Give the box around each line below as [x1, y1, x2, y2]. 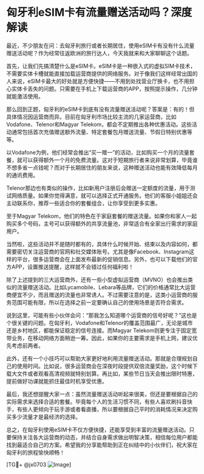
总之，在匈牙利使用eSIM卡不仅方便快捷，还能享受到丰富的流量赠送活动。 [6, 426, 189, 433]
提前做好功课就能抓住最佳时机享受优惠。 [6, 377, 107, 385]
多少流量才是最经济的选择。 [11, 413, 81, 420]
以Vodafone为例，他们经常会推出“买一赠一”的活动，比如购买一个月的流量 [6, 149, 189, 156]
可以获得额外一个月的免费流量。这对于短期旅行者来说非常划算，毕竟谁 [22, 156, 198, 164]
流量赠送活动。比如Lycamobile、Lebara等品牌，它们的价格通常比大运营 [16, 283, 196, 291]
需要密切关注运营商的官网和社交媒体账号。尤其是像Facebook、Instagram [6, 248, 189, 255]
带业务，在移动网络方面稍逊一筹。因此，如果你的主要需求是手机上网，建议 [6, 334, 192, 341]
